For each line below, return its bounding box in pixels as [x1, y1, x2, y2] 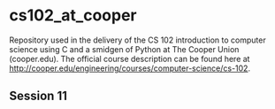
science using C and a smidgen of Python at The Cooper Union [9, 43, 240, 54]
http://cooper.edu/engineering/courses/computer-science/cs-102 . [9, 63, 250, 74]
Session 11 [9, 89, 68, 104]
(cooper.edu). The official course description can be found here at [9, 53, 250, 64]
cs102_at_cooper [9, 5, 137, 26]
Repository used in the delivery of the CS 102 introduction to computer [9, 35, 267, 45]
